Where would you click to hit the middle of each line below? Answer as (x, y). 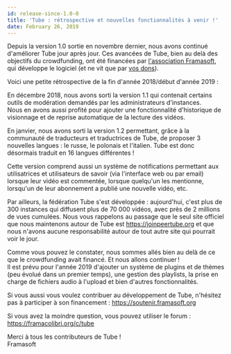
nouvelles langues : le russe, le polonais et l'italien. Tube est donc (101, 146)
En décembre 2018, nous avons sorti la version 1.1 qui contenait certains (110, 95)
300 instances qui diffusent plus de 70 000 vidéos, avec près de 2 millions (114, 210)
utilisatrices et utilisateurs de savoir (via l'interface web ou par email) (105, 174)
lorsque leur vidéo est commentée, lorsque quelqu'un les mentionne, (105, 181)
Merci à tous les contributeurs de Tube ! (64, 337)
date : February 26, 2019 (43, 26)
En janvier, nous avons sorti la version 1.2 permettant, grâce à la (98, 131)
